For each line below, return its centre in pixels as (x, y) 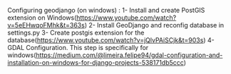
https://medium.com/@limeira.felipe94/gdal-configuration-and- (129, 55)
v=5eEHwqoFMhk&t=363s (46, 25)
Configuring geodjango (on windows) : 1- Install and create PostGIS (106, 10)
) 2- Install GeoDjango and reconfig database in (154, 25)
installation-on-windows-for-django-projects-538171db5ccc (96, 62)
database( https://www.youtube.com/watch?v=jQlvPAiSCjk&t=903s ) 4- (111, 40)
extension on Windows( (42, 18)
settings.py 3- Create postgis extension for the (76, 32)
